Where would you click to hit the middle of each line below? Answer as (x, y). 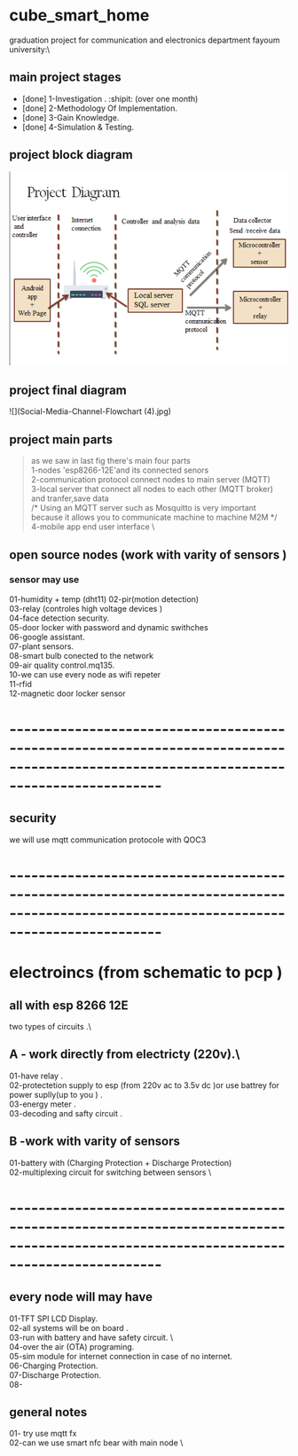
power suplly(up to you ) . (56, 1094)
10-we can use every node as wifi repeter (85, 674)
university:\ (30, 49)
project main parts (61, 439)
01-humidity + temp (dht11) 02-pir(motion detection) (104, 599)
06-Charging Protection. (54, 1366)
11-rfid (21, 684)
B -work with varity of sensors (94, 1142)
